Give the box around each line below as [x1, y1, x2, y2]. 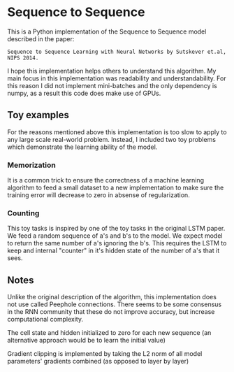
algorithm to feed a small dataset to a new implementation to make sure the [7, 183, 224, 192]
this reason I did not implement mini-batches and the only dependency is [7, 81, 218, 90]
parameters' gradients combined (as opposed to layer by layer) [7, 357, 189, 366]
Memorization [7, 160, 56, 170]
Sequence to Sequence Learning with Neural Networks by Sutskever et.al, [7, 48, 227, 55]
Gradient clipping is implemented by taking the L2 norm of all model [7, 350, 203, 358]
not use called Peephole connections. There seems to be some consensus [7, 300, 222, 308]
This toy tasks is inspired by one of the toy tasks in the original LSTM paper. [7, 224, 226, 233]
